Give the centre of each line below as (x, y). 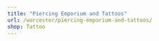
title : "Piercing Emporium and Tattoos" (68, 14)
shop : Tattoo (26, 26)
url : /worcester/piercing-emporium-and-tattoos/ (80, 20)
